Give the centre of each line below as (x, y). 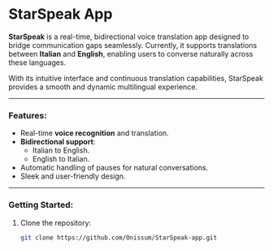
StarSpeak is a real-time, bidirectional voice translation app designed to (129, 37)
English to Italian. (61, 159)
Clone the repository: (56, 222)
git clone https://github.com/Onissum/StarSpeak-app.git (119, 237)
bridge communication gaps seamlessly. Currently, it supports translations (133, 45)
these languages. (37, 62)
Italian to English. (61, 150)
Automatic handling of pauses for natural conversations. (114, 168)
